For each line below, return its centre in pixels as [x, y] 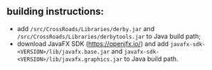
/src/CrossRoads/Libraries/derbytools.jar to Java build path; [108, 36]
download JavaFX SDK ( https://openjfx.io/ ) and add [92, 43]
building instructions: [55, 12]
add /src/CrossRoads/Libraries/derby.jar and [85, 28]
